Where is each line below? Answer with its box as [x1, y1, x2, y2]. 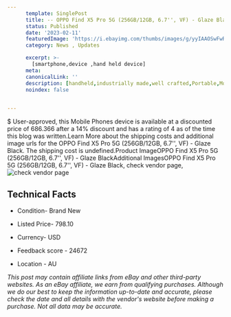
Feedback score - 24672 [16, 246, 88, 255]
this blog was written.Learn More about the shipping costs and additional [7, 132, 214, 141]
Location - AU [16, 259, 57, 268]
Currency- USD [16, 233, 61, 241]
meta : [25, 67, 41, 74]
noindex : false [25, 86, 69, 93]
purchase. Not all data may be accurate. [7, 302, 122, 310]
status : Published [25, 23, 78, 30]
